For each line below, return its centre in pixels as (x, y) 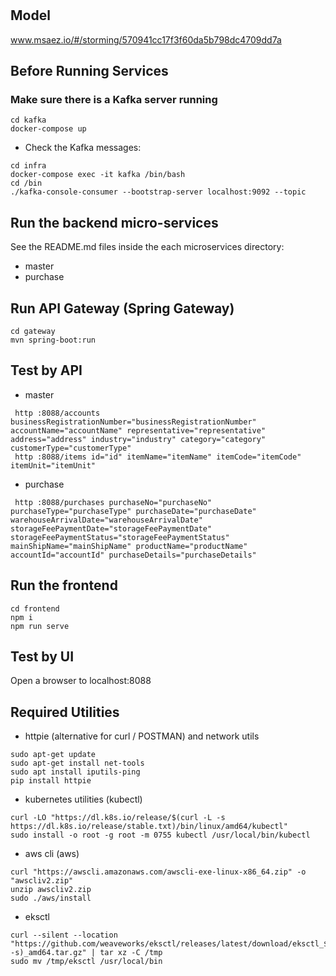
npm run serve (40, 626)
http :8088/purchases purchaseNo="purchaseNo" (113, 502)
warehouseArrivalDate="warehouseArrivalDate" (106, 520)
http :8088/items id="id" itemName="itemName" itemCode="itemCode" (158, 457)
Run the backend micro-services (114, 222)
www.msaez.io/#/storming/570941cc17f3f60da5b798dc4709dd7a (146, 39)
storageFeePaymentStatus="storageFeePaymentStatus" (120, 537)
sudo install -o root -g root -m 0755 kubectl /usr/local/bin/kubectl (160, 835)
